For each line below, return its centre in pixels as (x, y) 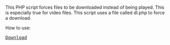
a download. (18, 18)
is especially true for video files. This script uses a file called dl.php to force (85, 13)
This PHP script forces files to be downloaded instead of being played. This (85, 7)
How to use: (18, 28)
